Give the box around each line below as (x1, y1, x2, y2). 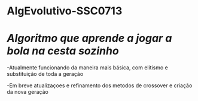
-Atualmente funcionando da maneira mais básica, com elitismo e (7, 64, 168, 71)
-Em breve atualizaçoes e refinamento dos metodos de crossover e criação (7, 82, 193, 89)
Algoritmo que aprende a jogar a (7, 32, 172, 45)
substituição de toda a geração (7, 71, 84, 78)
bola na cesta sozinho (7, 44, 119, 58)
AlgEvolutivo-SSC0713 (7, 4, 123, 18)
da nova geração (7, 88, 48, 96)
